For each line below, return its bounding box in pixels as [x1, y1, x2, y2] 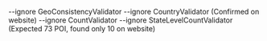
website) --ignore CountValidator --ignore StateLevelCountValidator [8, 15, 233, 25]
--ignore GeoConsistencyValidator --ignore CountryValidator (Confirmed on [8, 7, 260, 16]
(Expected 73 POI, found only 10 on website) [8, 24, 156, 33]
